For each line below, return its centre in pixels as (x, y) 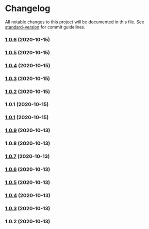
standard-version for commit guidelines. (45, 27)
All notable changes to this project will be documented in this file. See (75, 22)
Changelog (28, 8)
